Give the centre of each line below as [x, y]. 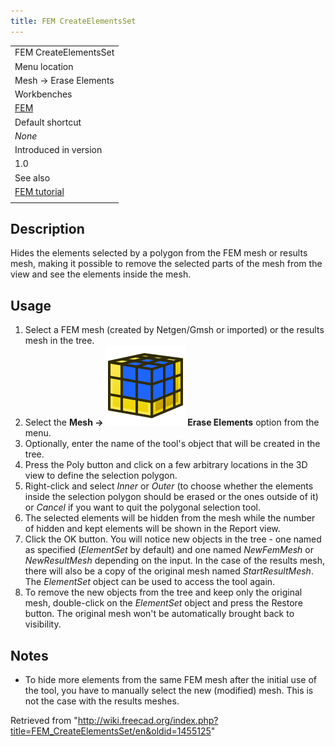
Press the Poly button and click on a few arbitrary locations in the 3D [166, 465]
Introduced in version [58, 150]
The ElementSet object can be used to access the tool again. [150, 582]
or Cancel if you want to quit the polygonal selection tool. [142, 507]
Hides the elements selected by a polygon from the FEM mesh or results [159, 253]
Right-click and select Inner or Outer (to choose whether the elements [169, 486]
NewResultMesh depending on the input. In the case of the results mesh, [175, 561]
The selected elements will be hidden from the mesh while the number [170, 518]
